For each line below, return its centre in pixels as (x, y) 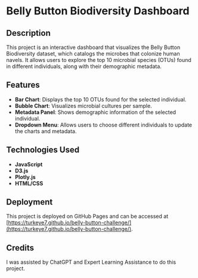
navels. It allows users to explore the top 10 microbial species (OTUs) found (99, 60)
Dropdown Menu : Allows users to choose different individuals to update (103, 125)
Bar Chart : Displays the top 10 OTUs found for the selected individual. (100, 99)
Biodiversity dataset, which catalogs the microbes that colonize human (93, 54)
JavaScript (29, 164)
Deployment (30, 202)
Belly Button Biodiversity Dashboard (98, 11)
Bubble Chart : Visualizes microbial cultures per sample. (83, 106)
